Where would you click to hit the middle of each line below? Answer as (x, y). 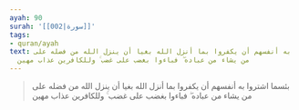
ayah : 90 (26, 18)
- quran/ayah (34, 43)
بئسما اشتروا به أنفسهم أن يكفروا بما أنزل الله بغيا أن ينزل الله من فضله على (160, 86)
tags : (20, 35)
